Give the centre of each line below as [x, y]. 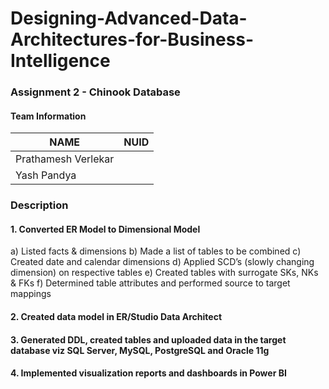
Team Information [48, 116]
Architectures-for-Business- [132, 39]
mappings [31, 294]
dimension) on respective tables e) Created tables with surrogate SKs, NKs [164, 273]
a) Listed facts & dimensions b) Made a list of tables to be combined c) [156, 251]
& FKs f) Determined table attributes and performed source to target [150, 283]
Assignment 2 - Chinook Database [95, 92]
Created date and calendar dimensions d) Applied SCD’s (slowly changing [162, 262]
